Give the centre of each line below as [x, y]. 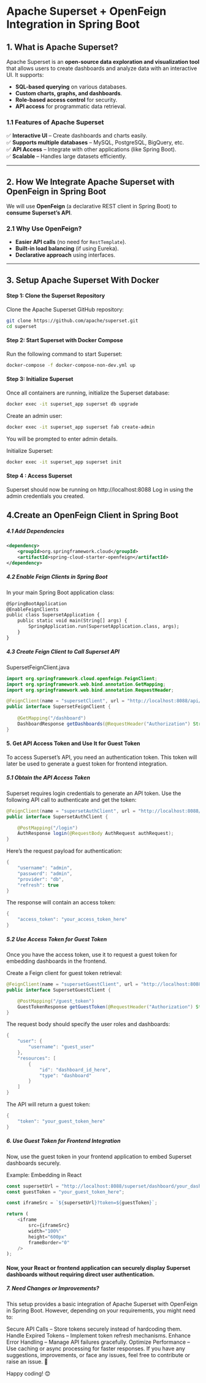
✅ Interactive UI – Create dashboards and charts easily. [77, 136]
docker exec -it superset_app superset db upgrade [72, 404]
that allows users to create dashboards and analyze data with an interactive [102, 68]
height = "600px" [48, 1237]
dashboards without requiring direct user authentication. [81, 1274]
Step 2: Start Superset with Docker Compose [65, 340]
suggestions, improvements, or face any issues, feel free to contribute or [98, 1355]
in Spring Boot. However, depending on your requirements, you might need [101, 1311]
